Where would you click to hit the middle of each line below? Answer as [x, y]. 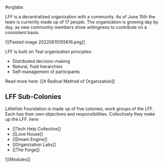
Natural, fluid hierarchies [37, 66]
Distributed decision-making [41, 61]
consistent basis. [22, 32]
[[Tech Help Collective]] [37, 128]
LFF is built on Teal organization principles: [49, 52]
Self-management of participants [46, 72]
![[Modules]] [18, 159]
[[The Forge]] [26, 150]
